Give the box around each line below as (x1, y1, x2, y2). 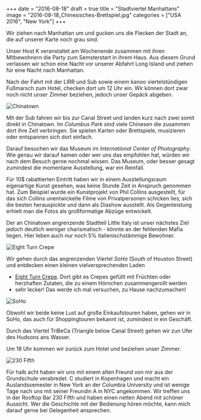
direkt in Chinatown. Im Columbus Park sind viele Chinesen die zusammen (6, 121, 190, 128)
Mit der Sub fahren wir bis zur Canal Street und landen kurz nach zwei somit (6, 114, 195, 121)
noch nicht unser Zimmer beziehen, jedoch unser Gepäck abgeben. (6, 91, 173, 98)
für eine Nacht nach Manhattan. (6, 67, 85, 74)
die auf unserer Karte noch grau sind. (6, 36, 99, 43)
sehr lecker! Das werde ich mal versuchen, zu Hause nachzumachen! (14, 286, 187, 293)
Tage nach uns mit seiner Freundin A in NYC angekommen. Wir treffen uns (6, 388, 190, 395)
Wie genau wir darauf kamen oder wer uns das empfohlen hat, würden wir (6, 151, 190, 158)
